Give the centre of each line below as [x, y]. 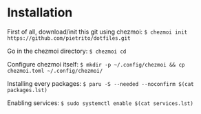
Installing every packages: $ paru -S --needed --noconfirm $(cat [100, 83]
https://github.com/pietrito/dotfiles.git [69, 38]
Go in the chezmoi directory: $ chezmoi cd [67, 51]
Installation [40, 13]
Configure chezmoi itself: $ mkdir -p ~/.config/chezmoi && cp [96, 64]
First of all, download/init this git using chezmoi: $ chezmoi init [97, 32]
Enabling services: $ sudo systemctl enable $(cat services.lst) [100, 103]
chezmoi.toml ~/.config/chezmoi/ [55, 71]
